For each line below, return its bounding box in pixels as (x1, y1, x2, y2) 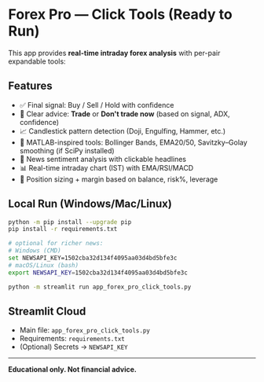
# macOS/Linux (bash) (8, 261, 79, 269)
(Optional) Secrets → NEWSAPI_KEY (19, 342, 128, 351)
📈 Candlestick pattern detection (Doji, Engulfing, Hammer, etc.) (19, 126, 226, 135)
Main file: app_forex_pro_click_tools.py (19, 325, 151, 335)
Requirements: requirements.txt (19, 334, 126, 343)
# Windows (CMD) (8, 247, 61, 255)
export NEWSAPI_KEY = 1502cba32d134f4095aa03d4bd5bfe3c (8, 269, 189, 277)
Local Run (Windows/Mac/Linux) (8, 197, 173, 211)
